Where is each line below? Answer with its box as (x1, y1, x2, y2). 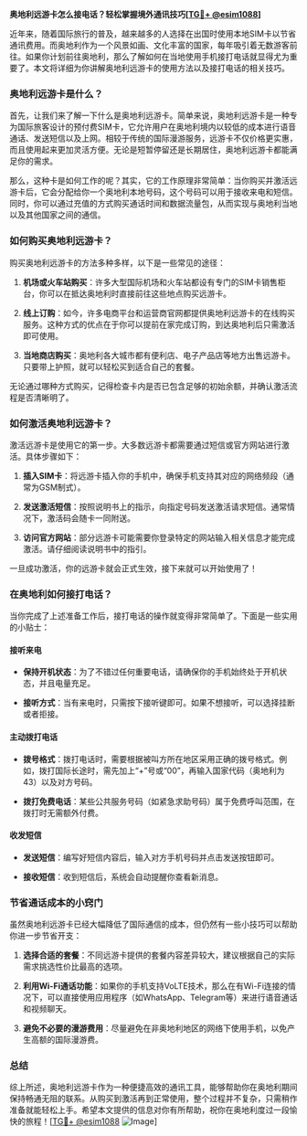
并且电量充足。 (38, 678, 96, 689)
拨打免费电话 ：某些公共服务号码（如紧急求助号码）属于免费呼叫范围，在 (22, 795, 295, 807)
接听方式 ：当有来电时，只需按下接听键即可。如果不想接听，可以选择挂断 (22, 697, 295, 708)
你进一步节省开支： (9, 930, 82, 941)
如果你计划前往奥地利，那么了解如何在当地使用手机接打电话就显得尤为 (25, 51, 290, 62)
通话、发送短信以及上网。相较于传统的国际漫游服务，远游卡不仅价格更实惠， (9, 133, 298, 144)
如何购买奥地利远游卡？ (9, 235, 112, 248)
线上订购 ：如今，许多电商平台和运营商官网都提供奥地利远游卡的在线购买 (22, 307, 295, 318)
